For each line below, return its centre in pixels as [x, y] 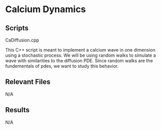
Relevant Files [28, 82]
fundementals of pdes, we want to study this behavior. [62, 66]
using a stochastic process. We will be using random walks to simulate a [80, 55]
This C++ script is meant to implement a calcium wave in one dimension [80, 50]
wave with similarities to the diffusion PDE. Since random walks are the [79, 61]
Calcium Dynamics [46, 9]
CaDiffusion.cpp [22, 40]
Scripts [17, 28]
